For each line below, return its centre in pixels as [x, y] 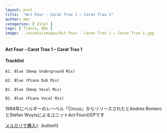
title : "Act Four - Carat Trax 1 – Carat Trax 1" [59, 15]
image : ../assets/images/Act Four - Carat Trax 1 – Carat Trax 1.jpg [80, 33]
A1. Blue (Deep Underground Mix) [40, 71]
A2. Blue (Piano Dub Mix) [32, 80]
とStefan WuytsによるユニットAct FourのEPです [55, 115]
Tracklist [15, 61]
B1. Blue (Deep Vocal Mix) [33, 89]
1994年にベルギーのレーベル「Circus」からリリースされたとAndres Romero [83, 109]
